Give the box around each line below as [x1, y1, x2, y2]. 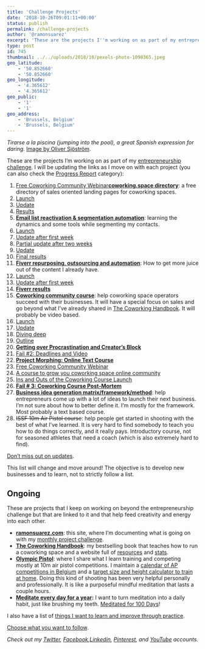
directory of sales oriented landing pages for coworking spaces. [15, 188, 177, 195]
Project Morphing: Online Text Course [15, 357, 114, 364]
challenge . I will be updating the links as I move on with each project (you [7, 164, 191, 171]
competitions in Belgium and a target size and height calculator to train [15, 567, 193, 575]
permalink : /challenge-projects [7, 26, 89, 32]
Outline [15, 337, 34, 345]
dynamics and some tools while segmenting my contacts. [15, 220, 160, 228]
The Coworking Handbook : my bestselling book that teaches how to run [15, 542, 198, 549]
